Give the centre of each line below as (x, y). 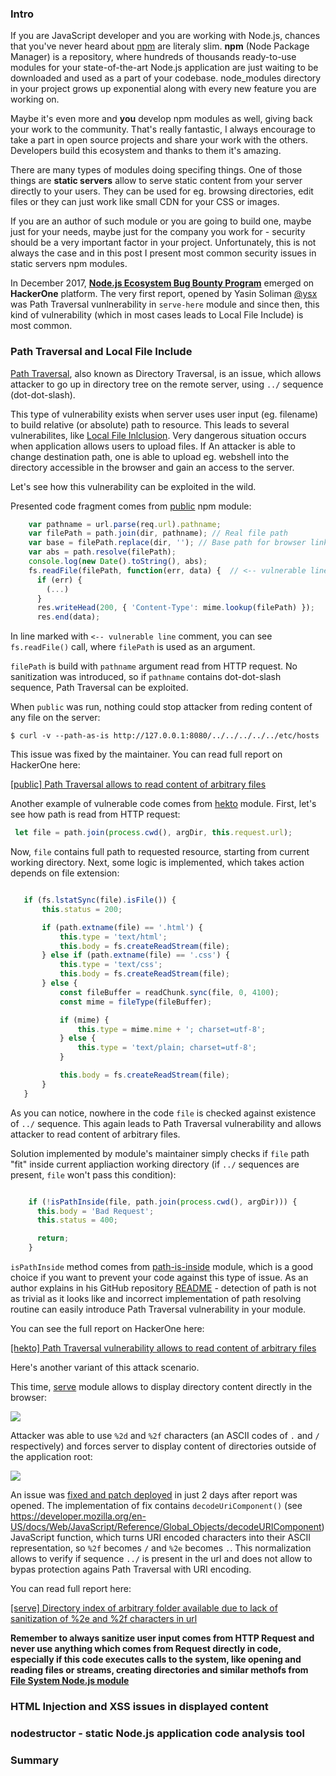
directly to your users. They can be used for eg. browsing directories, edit (162, 191)
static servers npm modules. (69, 264)
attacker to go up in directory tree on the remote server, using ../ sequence (167, 384)
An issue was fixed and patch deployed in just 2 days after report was (154, 1495)
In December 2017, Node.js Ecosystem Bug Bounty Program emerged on (162, 283)
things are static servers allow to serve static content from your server (156, 181)
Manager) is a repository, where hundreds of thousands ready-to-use (153, 57)
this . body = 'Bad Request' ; (95, 1211)
